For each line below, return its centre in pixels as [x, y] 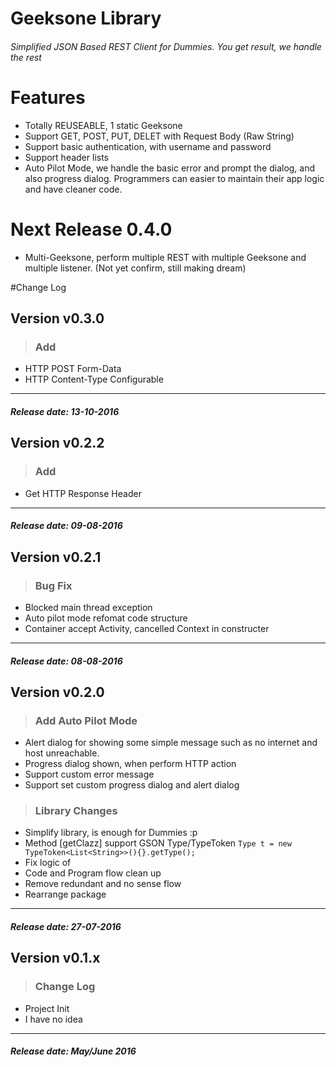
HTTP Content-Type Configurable [94, 379]
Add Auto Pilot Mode [86, 720]
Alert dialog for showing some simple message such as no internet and [171, 743]
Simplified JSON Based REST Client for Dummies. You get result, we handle [166, 46]
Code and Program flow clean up [93, 873]
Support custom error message [89, 774]
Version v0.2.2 [57, 443]
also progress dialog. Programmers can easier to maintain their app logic [174, 178]
